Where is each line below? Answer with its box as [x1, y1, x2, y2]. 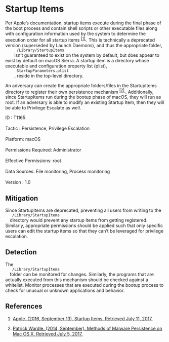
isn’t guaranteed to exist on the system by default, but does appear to [14, 52, 159, 58]
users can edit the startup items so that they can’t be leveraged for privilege [5, 228, 163, 234]
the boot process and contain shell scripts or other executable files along [5, 25, 158, 31]
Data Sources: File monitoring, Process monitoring [5, 168, 110, 175]
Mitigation [5, 194, 38, 203]
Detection [5, 248, 37, 256]
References [5, 302, 43, 311]
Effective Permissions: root [5, 158, 62, 164]
